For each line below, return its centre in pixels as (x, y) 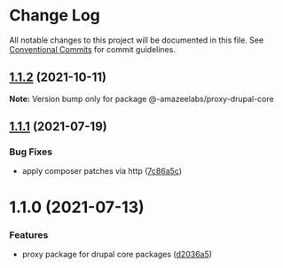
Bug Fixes (31, 152)
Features (29, 234)
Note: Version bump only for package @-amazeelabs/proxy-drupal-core (141, 99)
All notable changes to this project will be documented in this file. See (137, 40)
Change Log (55, 16)
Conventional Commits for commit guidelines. (92, 49)
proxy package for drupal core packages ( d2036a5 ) (117, 254)
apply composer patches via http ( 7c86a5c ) (102, 171)
